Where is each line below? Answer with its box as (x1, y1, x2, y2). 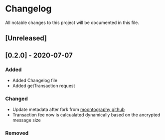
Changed (5, 95, 28, 102)
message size (12, 117, 41, 123)
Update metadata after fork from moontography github (12, 106, 125, 112)
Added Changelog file (12, 77, 58, 83)
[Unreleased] (5, 34, 47, 42)
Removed (5, 129, 29, 136)
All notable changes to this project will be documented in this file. (5, 19, 140, 25)
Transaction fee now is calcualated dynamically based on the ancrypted (12, 112, 161, 118)
